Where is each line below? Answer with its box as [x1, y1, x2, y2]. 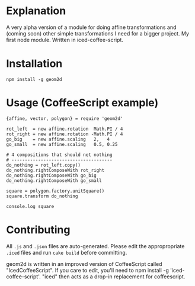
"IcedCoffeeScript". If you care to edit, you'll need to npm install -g [6, 266, 169, 274]
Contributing [6, 223, 71, 236]
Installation [6, 57, 63, 70]
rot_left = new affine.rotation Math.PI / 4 [6, 126, 123, 132]
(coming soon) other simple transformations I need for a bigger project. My [6, 30, 190, 37]
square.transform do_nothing [6, 193, 78, 199]
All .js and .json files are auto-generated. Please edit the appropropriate [6, 242, 185, 249]
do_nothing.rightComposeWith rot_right [6, 167, 105, 173]
